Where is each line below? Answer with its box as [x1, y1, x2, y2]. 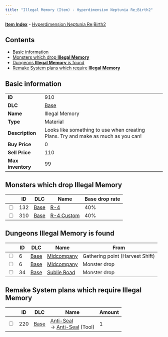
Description [7, 130, 36, 137]
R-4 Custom [50, 212, 80, 219]
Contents [5, 36, 35, 44]
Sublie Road [46, 269, 75, 276]
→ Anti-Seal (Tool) [50, 323, 95, 330]
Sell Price [7, 149, 31, 156]
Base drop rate [84, 195, 120, 202]
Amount [99, 308, 119, 315]
